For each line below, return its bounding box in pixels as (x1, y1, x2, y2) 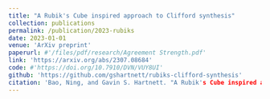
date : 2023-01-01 (8, 34, 67, 42)
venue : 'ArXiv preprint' (8, 42, 92, 49)
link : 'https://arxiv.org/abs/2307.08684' (8, 57, 153, 65)
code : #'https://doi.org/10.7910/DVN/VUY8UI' (8, 64, 163, 72)
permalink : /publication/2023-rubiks (8, 26, 135, 34)
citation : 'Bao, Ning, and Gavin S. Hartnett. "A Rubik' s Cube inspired (8, 78, 257, 86)
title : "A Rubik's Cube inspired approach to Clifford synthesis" (8, 11, 235, 20)
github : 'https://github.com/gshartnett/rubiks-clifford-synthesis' (8, 71, 243, 79)
